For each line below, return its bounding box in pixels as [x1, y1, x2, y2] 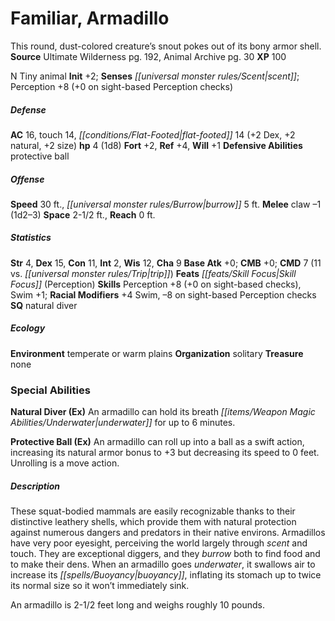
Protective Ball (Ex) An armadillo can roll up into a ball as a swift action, [10, 436, 305, 448]
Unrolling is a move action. [10, 457, 120, 469]
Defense [10, 103, 47, 116]
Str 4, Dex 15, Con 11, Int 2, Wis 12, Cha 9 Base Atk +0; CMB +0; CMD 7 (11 [10, 257, 322, 269]
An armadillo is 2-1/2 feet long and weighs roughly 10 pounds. [10, 599, 265, 611]
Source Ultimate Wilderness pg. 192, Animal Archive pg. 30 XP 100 [10, 50, 287, 62]
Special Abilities [10, 383, 91, 397]
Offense [10, 173, 45, 185]
